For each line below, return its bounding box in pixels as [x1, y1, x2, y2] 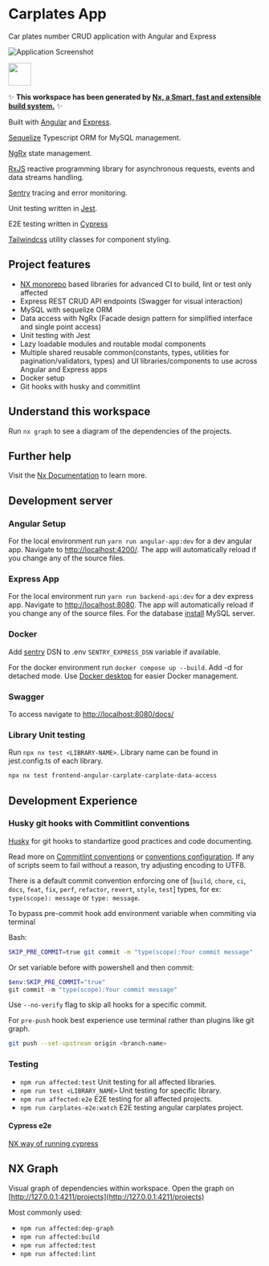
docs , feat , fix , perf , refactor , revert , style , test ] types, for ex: [8, 884, 222, 894]
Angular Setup [8, 518, 67, 529]
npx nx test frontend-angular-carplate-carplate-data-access [8, 771, 218, 780]
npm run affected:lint [19, 1250, 96, 1258]
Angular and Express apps [19, 364, 108, 374]
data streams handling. [8, 172, 84, 181]
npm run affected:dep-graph [19, 1224, 114, 1232]
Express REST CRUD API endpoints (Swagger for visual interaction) [19, 296, 243, 306]
